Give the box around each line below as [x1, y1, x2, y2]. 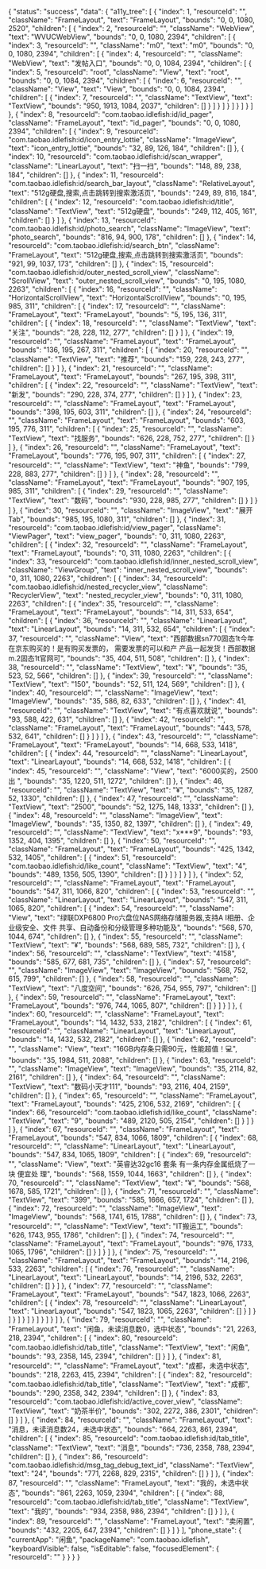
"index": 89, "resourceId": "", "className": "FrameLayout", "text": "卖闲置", [8, 1517, 256, 1525]
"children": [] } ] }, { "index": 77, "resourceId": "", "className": [8, 1281, 213, 1290]
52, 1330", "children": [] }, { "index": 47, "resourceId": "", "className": [8, 794, 239, 803]
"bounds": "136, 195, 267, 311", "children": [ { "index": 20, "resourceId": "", [8, 345, 249, 354]
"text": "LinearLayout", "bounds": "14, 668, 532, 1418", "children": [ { [8, 757, 232, 766]
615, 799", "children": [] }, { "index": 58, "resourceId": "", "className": [8, 974, 239, 983]
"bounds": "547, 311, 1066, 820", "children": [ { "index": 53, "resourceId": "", [8, 886, 256, 896]
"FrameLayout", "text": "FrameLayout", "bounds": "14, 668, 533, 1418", [8, 740, 238, 750]
